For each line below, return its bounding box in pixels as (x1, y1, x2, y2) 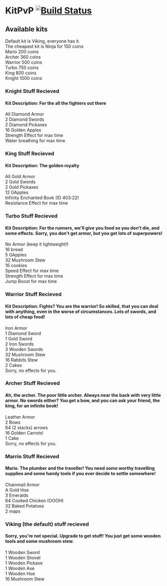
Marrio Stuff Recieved (5, 453, 60, 460)
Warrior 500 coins (5, 59, 42, 65)
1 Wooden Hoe (5, 571, 35, 577)
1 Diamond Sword (5, 330, 41, 336)
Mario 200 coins (5, 49, 39, 54)
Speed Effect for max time (5, 268, 59, 274)
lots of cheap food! (5, 313, 45, 319)
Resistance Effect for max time (5, 200, 68, 206)
